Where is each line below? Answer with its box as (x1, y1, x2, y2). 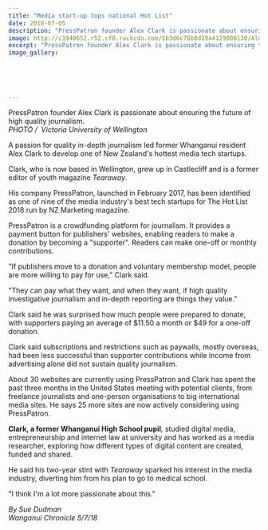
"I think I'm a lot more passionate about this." (8, 489, 156, 499)
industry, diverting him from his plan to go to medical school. (8, 473, 207, 484)
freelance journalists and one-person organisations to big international (8, 392, 240, 401)
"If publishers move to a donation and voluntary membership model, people (8, 261, 257, 272)
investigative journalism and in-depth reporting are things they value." (8, 294, 238, 304)
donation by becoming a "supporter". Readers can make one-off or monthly (8, 237, 257, 248)
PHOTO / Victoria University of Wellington (8, 125, 148, 134)
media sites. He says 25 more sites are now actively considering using (8, 400, 239, 410)
